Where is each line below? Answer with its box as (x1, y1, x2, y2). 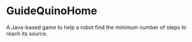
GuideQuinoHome (6, 4, 98, 18)
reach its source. (6, 30, 48, 37)
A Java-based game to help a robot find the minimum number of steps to (6, 24, 187, 31)
